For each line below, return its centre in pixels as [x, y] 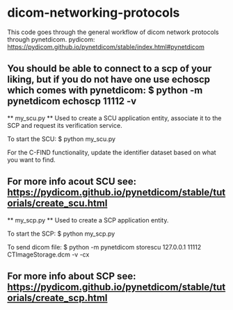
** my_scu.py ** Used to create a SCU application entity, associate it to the [114, 118]
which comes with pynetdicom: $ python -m [105, 91]
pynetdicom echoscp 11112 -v [72, 101]
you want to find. [31, 160]
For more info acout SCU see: [72, 182]
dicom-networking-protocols [94, 13]
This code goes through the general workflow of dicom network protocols [113, 32]
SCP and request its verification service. [65, 125]
